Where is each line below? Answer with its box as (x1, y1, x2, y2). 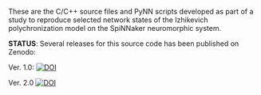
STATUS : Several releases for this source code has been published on (8, 39, 239, 48)
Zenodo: (8, 47, 36, 56)
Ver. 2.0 (8, 78, 34, 87)
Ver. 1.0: (8, 63, 34, 72)
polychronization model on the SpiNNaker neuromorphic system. (8, 24, 222, 32)
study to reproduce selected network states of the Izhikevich (8, 15, 209, 25)
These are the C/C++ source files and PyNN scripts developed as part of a (8, 7, 254, 16)
